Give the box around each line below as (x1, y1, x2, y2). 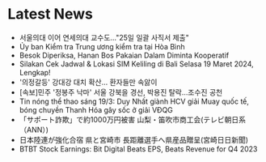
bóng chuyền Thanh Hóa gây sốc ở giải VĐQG (19, 104, 173, 114)
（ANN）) (19, 125, 49, 134)
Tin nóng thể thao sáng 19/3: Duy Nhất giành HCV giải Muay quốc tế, (19, 96, 250, 106)
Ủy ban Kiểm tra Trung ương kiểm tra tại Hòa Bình (19, 41, 185, 51)
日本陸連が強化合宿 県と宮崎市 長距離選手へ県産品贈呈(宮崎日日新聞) (19, 134, 248, 144)
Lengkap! (19, 67, 51, 77)
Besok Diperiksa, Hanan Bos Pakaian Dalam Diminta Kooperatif (19, 50, 230, 60)
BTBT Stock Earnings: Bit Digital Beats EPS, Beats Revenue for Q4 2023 (19, 143, 258, 154)
